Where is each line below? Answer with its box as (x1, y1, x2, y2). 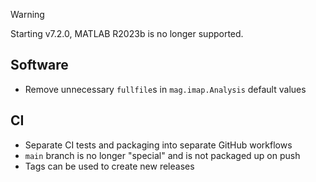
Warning (10, 9, 45, 20)
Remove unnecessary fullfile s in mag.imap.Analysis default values (24, 83, 307, 95)
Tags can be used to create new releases (24, 160, 195, 172)
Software (10, 57, 69, 74)
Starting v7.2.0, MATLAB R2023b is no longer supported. (10, 28, 244, 39)
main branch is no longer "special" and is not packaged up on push (24, 149, 301, 161)
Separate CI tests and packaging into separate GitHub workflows (24, 139, 293, 151)
